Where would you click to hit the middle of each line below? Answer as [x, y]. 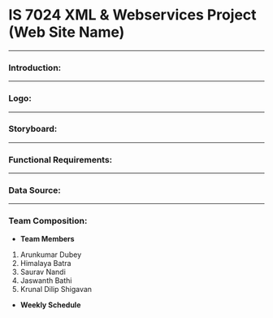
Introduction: [35, 68]
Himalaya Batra [45, 263]
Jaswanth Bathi [46, 280]
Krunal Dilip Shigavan [56, 289]
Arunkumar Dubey [51, 255]
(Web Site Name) [67, 32]
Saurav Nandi [43, 272]
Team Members [47, 238]
